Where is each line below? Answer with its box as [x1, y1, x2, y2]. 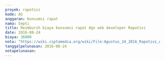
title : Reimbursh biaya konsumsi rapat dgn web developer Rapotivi [5, 26, 146, 30]
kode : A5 [5, 12, 23, 17]
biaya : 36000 [5, 35, 32, 40]
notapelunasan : [5, 48, 36, 53]
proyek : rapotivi [5, 7, 41, 12]
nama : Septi [5, 21, 29, 26]
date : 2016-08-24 [5, 30, 41, 35]
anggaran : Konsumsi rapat [5, 16, 58, 21]
